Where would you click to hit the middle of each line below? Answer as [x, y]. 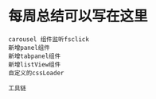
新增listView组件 [35, 64]
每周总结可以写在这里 [78, 16]
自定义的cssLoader [36, 73]
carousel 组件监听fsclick [49, 39]
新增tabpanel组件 [35, 56]
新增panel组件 [29, 48]
